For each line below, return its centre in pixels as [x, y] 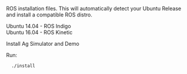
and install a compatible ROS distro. [49, 15]
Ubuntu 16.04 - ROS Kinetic [39, 32]
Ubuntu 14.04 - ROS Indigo [39, 26]
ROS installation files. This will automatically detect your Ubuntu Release [93, 9]
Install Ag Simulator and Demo [43, 44]
